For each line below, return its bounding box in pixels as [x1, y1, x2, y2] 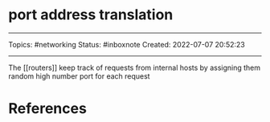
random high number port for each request [8, 71, 150, 81]
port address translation [8, 6, 174, 24]
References [8, 100, 87, 118]
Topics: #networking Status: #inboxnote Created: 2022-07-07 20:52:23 [8, 39, 245, 49]
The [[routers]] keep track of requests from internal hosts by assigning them [8, 63, 261, 72]
